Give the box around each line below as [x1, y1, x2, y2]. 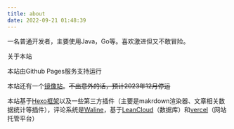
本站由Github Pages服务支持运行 [7, 67, 102, 75]
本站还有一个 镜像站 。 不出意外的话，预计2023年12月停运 [7, 81, 171, 90]
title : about [7, 10, 46, 18]
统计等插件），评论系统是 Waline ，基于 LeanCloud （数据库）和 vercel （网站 [13, 105, 227, 114]
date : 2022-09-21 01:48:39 [7, 17, 86, 24]
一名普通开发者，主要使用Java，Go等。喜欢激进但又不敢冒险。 [7, 36, 190, 46]
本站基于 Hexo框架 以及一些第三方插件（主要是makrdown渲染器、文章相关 [7, 96, 219, 105]
